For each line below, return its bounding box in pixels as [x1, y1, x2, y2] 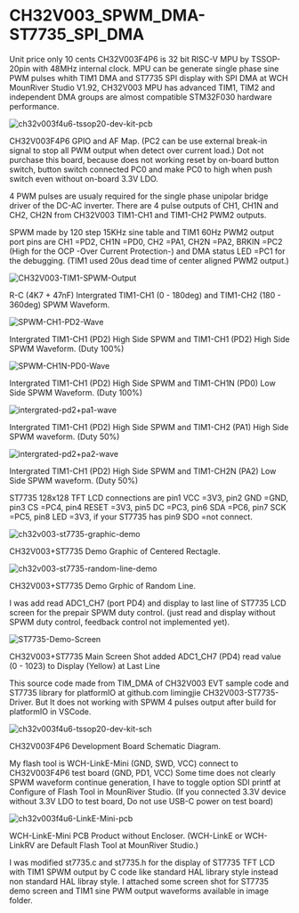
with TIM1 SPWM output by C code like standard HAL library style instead [9, 866, 279, 877]
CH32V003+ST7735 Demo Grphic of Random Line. [9, 580, 197, 591]
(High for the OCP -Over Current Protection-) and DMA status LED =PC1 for [9, 246, 286, 257]
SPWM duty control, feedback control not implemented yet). [9, 616, 230, 627]
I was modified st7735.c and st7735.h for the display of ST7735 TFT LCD [9, 857, 276, 868]
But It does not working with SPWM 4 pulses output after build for [35, 697, 277, 707]
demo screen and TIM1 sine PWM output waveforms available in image [9, 885, 270, 896]
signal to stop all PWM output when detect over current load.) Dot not [9, 144, 264, 156]
